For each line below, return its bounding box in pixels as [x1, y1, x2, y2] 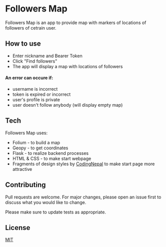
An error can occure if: [5, 75, 53, 81]
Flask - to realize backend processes [12, 150, 89, 156]
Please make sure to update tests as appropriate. [5, 209, 106, 215]
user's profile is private [12, 96, 60, 103]
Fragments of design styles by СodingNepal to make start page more [12, 161, 155, 167]
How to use [5, 40, 41, 48]
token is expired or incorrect [12, 91, 71, 97]
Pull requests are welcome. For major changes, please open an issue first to [5, 194, 161, 200]
